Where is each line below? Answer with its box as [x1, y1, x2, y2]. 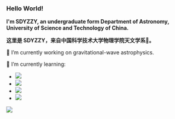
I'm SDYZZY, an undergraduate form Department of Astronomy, [6, 18, 170, 25]
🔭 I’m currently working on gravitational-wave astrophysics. [6, 49, 154, 56]
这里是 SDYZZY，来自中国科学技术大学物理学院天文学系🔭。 [6, 37, 155, 44]
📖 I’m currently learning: [6, 60, 66, 68]
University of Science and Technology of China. [6, 24, 129, 31]
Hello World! [6, 4, 44, 13]
